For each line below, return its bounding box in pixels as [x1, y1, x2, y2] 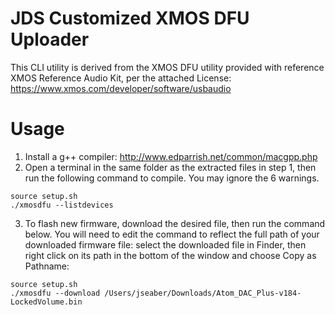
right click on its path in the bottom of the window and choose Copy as [24, 249, 317, 261]
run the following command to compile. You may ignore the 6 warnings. [24, 172, 320, 184]
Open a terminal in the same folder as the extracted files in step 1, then [24, 161, 317, 173]
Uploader [10, 28, 90, 51]
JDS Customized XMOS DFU [10, 7, 250, 30]
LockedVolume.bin [10, 297, 83, 307]
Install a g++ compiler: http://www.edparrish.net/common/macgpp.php [24, 150, 318, 162]
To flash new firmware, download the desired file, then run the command [24, 217, 326, 229]
